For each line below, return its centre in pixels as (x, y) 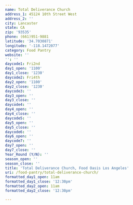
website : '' (17, 55)
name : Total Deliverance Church (38, 9)
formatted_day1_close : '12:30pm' (39, 182)
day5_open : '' (19, 123)
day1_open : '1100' (24, 69)
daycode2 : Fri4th (23, 77)
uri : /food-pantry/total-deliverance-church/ (52, 173)
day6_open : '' (19, 136)
